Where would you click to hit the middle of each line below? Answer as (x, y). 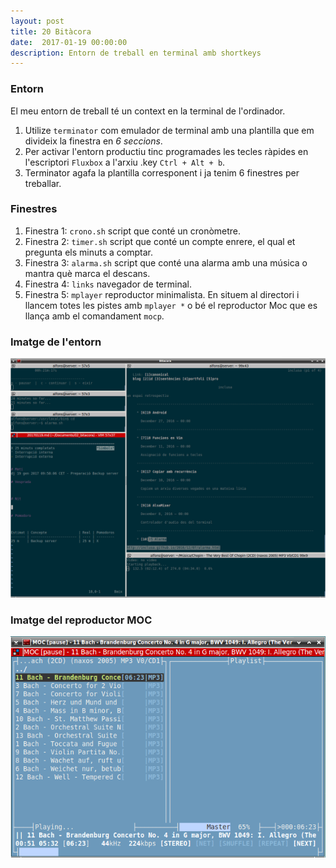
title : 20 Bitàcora (51, 31)
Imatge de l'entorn (56, 342)
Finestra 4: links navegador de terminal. (108, 284)
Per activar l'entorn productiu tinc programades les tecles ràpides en (166, 151)
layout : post (37, 21)
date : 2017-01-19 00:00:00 (69, 42)
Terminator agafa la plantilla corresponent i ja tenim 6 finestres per (162, 172)
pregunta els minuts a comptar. (88, 252)
